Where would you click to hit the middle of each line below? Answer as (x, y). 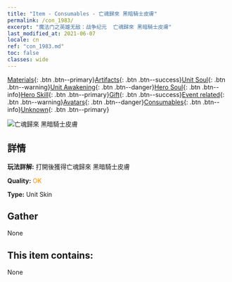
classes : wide (28, 60)
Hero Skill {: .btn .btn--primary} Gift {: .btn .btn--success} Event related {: (123, 94)
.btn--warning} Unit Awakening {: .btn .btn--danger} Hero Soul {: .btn (104, 87)
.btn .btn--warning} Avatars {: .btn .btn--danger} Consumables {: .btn (104, 102)
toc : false (23, 53)
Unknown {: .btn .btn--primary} (65, 109)
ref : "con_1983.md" (36, 46)
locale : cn (23, 40)
